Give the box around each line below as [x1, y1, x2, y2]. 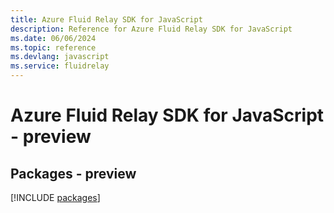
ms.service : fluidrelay [10, 61, 110, 71]
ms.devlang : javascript [10, 52, 110, 62]
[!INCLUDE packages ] [10, 192, 101, 203]
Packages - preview [10, 165, 137, 182]
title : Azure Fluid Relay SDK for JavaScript [10, 14, 203, 25]
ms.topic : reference [10, 42, 97, 53]
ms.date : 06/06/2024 [10, 33, 97, 43]
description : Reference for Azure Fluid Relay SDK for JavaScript [10, 24, 293, 34]
